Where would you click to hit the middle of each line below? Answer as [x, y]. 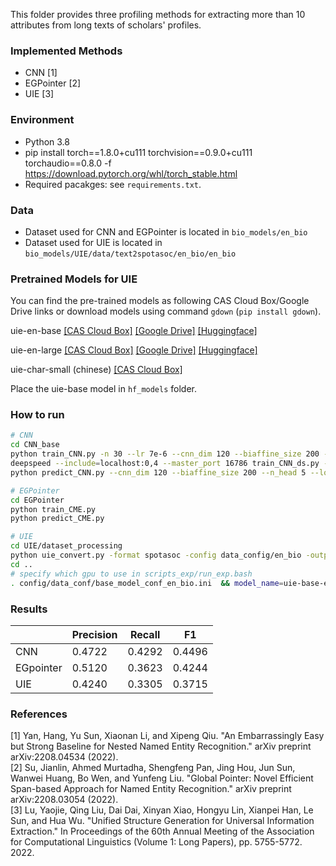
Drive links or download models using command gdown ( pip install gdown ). [166, 311]
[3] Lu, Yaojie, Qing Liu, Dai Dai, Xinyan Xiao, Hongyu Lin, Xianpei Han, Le [162, 810]
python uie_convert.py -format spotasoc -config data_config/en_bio [156, 555]
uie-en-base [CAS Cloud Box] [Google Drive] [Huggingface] [134, 331]
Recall [145, 634]
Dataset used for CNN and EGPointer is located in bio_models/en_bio [166, 231]
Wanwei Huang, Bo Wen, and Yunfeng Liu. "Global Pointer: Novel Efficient [162, 778]
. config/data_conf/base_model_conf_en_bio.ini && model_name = [147, 583]
